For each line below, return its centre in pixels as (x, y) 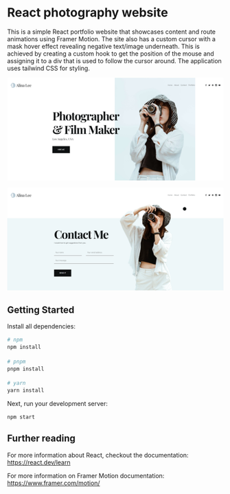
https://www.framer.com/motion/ (54, 483)
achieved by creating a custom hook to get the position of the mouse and (111, 54)
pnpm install (26, 369)
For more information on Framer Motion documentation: (86, 475)
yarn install (26, 391)
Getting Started (41, 310)
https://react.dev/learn (39, 462)
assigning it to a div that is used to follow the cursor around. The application (114, 60)
